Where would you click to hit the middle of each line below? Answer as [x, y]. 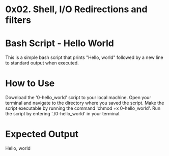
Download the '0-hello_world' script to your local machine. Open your [78, 98]
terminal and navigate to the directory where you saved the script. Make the [85, 103]
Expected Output [42, 134]
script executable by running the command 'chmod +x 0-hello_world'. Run [83, 108]
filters [18, 20]
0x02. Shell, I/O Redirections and [76, 9]
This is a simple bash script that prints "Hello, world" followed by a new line [84, 57]
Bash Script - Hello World [60, 43]
